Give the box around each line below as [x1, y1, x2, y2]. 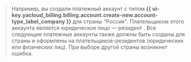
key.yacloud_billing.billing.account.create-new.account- [11, 11, 158, 19]
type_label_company [11, 18, 66, 25]
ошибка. [11, 50, 33, 57]
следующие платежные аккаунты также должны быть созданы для [11, 31, 185, 38]
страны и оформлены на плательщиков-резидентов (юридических [11, 37, 184, 44]
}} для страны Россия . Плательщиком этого [66, 18, 184, 25]
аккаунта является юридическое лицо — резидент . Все [11, 24, 157, 31]
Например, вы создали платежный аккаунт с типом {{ [11, 5, 151, 12]
